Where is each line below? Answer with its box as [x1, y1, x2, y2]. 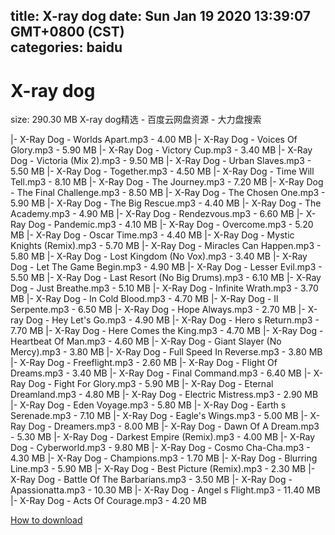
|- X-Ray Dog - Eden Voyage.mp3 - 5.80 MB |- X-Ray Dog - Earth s [10, 399, 287, 411]
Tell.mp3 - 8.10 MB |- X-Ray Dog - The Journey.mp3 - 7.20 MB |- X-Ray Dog [10, 176, 324, 188]
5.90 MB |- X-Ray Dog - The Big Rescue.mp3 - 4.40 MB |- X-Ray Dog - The [10, 197, 322, 209]
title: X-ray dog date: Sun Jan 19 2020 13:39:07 [10, 8, 311, 25]
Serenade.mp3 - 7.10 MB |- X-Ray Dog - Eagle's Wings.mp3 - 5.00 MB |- [10, 410, 308, 422]
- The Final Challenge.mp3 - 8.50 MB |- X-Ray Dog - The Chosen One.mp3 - [10, 187, 326, 199]
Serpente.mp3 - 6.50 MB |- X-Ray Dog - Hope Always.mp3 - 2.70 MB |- [10, 304, 306, 316]
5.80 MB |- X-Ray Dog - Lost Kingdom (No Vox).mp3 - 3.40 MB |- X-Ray [10, 250, 308, 263]
